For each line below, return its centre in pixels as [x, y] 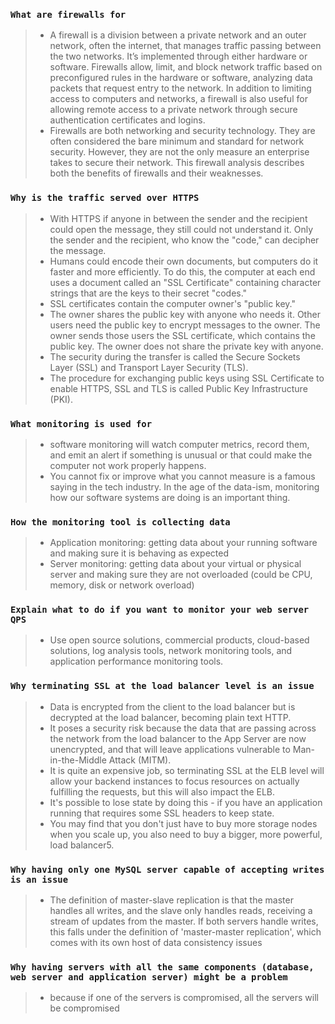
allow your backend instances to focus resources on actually [174, 781]
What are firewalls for [68, 14]
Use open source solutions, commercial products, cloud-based [179, 640]
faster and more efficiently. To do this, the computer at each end [182, 271]
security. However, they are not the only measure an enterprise [179, 152]
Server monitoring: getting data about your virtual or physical [175, 564]
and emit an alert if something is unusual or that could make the [181, 455]
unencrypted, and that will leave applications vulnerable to [170, 749]
